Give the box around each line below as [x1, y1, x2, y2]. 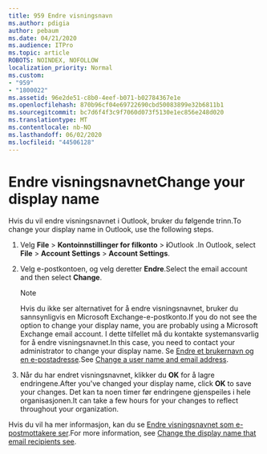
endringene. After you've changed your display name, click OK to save [19, 379, 252, 388]
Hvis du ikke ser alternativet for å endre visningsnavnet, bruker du [19, 303, 239, 313]
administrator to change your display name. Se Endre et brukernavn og [19, 346, 254, 356]
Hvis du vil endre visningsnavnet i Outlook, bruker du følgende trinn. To [8, 216, 242, 226]
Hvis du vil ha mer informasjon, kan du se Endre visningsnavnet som [8, 420, 234, 429]
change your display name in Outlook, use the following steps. [8, 225, 214, 235]
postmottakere [8, 428, 57, 438]
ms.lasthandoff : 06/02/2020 [8, 131, 103, 139]
